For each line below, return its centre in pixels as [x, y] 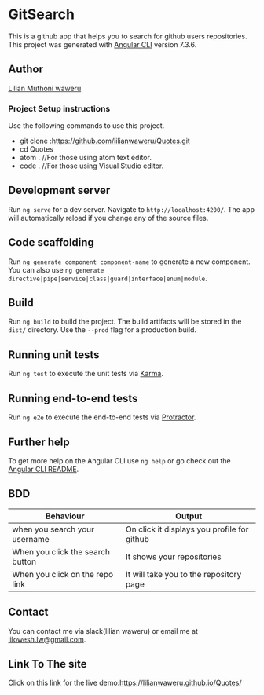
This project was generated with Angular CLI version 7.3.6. [103, 44]
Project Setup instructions [59, 108]
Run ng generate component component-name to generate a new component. [130, 262]
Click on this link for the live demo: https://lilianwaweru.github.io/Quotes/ [125, 683]
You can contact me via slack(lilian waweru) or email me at [103, 631]
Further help [39, 442]
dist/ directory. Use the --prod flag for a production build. [102, 330]
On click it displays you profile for [187, 529]
